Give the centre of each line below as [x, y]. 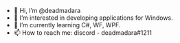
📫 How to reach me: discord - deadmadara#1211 [83, 33]
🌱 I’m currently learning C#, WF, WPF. [67, 25]
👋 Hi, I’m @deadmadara [47, 11]
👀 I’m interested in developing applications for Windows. [93, 18]
